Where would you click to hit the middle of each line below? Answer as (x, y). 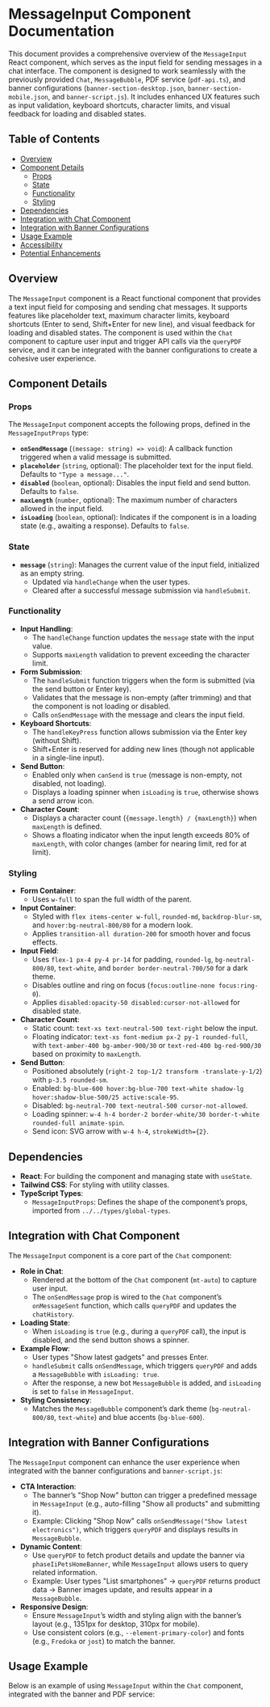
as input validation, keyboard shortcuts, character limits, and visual (119, 105)
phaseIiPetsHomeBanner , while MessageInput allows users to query (140, 1563)
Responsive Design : (54, 1607)
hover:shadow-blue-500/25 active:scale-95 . (105, 1097)
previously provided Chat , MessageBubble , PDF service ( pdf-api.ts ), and (127, 79)
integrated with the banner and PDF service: (82, 1694)
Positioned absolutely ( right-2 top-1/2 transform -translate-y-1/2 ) (147, 1071)
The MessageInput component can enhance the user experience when (124, 1462)
